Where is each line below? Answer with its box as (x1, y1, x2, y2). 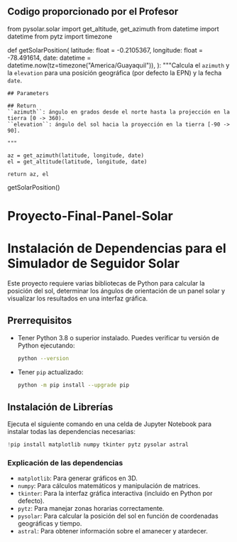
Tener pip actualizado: (17, 367, 84, 376)
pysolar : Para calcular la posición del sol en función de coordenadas (17, 511, 219, 521)
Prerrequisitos (7, 315, 72, 327)
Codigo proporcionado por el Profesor (7, 6, 179, 18)
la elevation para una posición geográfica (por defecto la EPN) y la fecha (7, 68, 222, 77)
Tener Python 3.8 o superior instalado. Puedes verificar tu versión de (17, 333, 220, 342)
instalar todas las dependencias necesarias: (7, 428, 136, 436)
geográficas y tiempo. (17, 519, 82, 528)
